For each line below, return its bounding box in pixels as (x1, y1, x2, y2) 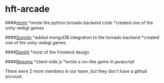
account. (5, 73, 23, 79)
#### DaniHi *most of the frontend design (5, 49, 89, 55)
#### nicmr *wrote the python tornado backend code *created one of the (5, 20, 153, 26)
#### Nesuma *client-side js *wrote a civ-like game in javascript (5, 58, 135, 64)
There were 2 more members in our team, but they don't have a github (5, 68, 147, 74)
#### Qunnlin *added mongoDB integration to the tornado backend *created (5, 34, 160, 40)
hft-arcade (5, 3, 50, 15)
